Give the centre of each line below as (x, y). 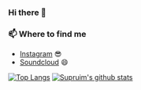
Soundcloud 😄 (44, 63)
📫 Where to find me (47, 34)
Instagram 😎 (41, 54)
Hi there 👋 (28, 13)
